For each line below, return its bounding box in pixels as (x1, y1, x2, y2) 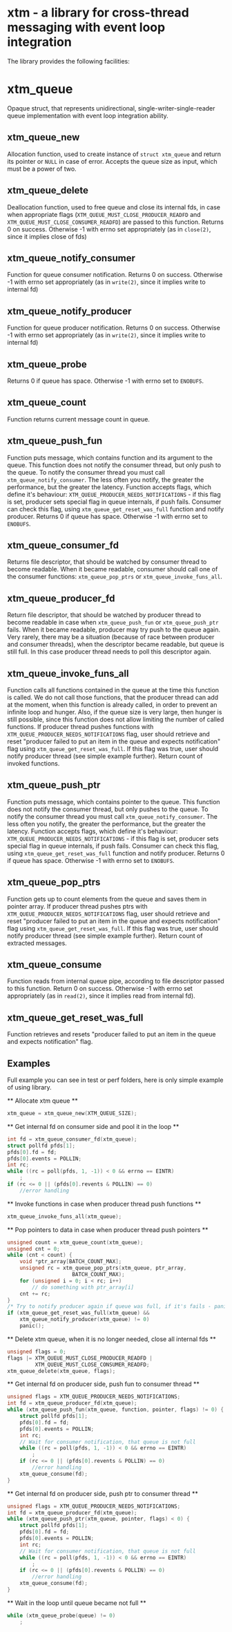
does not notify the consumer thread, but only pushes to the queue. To (7, 805, 209, 813)
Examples (7, 1057, 50, 1069)
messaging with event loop (7, 19, 166, 35)
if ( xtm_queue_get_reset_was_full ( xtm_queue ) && (7, 1309, 150, 1317)
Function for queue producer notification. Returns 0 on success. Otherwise (7, 323, 221, 332)
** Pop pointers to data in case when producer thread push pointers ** (7, 1225, 209, 1234)
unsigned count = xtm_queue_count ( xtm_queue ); (7, 1239, 144, 1246)
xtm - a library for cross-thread (7, 5, 190, 21)
